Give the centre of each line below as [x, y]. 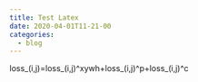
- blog [30, 43]
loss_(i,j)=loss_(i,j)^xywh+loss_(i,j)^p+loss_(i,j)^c [99, 68]
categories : [32, 34]
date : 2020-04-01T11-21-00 [60, 26]
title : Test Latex [44, 18]
